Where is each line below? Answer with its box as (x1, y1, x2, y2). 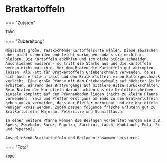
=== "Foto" (5, 144, 29, 150)
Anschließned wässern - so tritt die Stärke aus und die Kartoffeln (5, 61, 151, 66)
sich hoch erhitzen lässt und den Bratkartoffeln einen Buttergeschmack (5, 74, 160, 79)
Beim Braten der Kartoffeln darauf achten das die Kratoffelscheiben (5, 87, 154, 92)
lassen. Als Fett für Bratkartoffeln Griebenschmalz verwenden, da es (5, 70, 156, 75)
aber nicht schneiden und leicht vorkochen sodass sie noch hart (5, 52, 144, 57)
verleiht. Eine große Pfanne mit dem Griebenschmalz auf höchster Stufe (5, 78, 160, 83)
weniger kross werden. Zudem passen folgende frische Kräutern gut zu (5, 105, 156, 110)
